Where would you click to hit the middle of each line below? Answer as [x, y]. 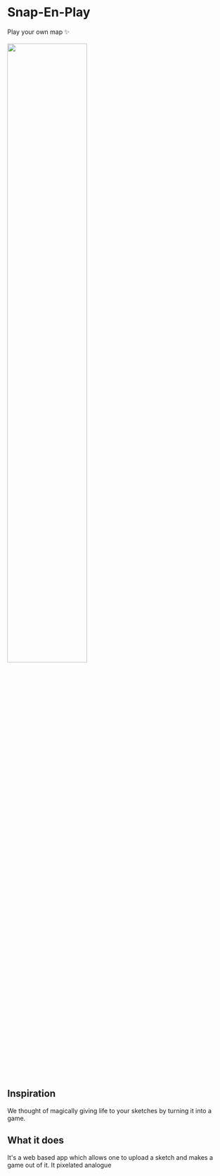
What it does [36, 1140]
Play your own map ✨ [39, 32]
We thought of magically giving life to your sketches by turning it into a [110, 1110]
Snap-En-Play [49, 12]
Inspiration [32, 1094]
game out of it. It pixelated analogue [59, 1165]
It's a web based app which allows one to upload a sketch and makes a [110, 1157]
